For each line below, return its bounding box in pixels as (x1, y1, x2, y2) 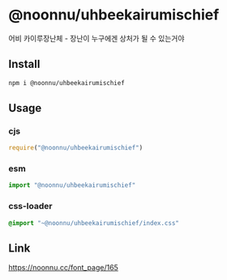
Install (8, 57, 41, 71)
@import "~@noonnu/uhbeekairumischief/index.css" (8, 218, 180, 227)
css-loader (8, 201, 53, 212)
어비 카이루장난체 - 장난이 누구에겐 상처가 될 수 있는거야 (8, 33, 185, 43)
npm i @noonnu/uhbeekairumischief (8, 78, 126, 87)
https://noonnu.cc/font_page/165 (8, 263, 119, 273)
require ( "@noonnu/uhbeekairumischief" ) (8, 144, 143, 152)
